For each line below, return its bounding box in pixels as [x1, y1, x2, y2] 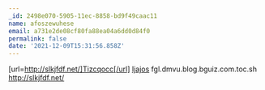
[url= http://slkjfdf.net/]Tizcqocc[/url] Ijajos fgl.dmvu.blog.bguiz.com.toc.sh [8, 64, 258, 74]
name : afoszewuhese [8, 19, 75, 28]
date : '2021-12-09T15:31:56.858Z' [8, 42, 126, 50]
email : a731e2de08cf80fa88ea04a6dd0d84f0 [8, 27, 151, 35]
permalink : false [8, 34, 67, 43]
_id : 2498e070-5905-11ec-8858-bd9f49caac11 [8, 11, 158, 20]
